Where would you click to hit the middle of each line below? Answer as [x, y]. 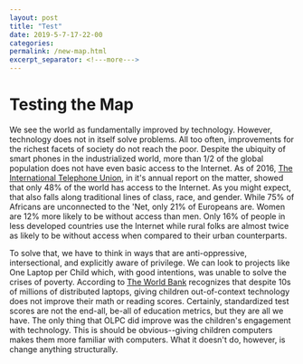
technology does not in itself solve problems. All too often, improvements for [152, 139]
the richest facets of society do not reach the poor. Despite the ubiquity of [148, 148]
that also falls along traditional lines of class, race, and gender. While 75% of [152, 196]
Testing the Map [71, 105]
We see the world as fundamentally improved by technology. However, [141, 129]
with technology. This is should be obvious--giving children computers [141, 330]
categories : [32, 43]
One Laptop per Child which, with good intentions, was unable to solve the [148, 272]
